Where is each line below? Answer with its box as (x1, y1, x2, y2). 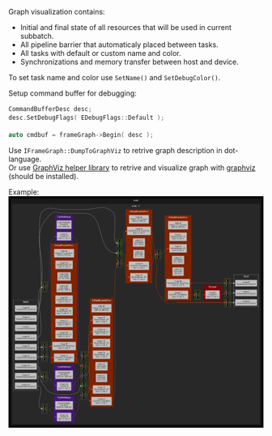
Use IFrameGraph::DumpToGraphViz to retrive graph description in (8, 145, 223, 155)
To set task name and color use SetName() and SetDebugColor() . (8, 73, 221, 82)
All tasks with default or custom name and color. (19, 49, 181, 58)
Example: (8, 186, 40, 197)
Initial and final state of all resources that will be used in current (19, 23, 232, 32)
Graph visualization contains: (8, 7, 105, 16)
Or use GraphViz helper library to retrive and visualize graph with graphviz (8, 162, 257, 173)
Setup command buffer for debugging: (8, 88, 138, 98)
